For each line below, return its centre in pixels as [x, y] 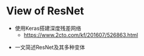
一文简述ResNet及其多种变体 [50, 47]
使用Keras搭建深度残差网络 [48, 28]
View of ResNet [45, 11]
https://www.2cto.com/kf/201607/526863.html [81, 35]
